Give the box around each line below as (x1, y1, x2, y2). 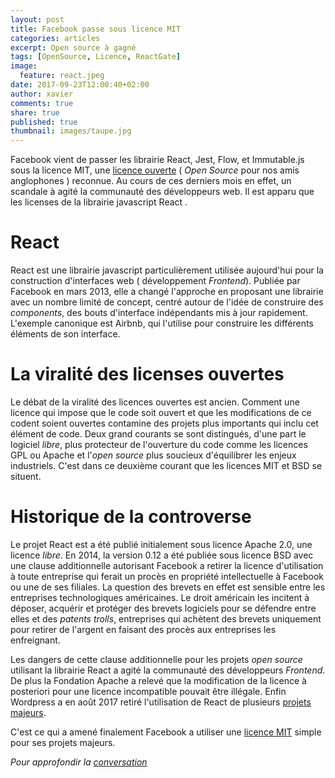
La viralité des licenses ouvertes (10, 363, 285, 386)
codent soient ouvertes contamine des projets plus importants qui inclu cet (10, 417, 319, 429)
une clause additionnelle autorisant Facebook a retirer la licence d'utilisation (10, 559, 324, 571)
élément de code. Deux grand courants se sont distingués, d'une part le (10, 428, 307, 440)
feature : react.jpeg (19, 71, 105, 81)
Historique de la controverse (10, 506, 252, 528)
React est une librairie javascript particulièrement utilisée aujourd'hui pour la (10, 264, 324, 276)
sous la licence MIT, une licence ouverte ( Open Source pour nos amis (10, 164, 300, 176)
